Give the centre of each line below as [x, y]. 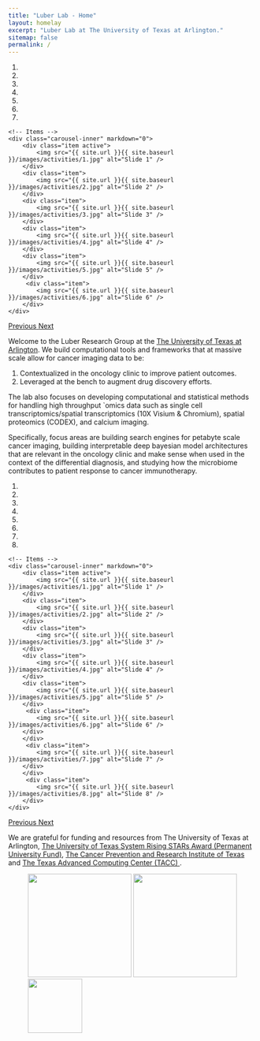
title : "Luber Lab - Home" [52, 15]
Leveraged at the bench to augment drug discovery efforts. [116, 382]
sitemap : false [33, 37]
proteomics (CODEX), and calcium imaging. [79, 422]
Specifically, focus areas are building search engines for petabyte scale [124, 438]
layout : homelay [35, 23]
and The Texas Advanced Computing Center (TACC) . [95, 863]
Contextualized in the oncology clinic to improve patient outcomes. [128, 373]
